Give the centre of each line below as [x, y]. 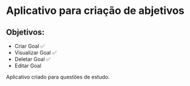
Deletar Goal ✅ [32, 59]
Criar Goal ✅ [30, 46]
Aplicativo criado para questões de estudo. [58, 77]
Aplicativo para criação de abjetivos [95, 11]
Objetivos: [25, 32]
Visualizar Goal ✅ [35, 53]
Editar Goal [28, 66]
